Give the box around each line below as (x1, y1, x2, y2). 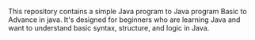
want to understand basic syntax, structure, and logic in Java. (8, 24, 210, 32)
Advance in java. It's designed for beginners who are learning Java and (8, 15, 241, 24)
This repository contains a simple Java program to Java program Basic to (8, 7, 247, 16)
